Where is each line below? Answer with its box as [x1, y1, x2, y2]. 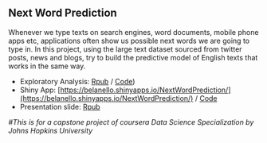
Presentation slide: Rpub [19, 102, 101, 111]
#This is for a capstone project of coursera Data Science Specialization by [8, 117, 254, 126]
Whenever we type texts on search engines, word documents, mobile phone [8, 27, 259, 37]
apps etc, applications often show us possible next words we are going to [8, 36, 249, 45]
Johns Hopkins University [8, 126, 93, 135]
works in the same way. [8, 61, 86, 71]
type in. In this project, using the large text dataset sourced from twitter [8, 44, 242, 54]
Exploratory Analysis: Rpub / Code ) [19, 76, 135, 86]
